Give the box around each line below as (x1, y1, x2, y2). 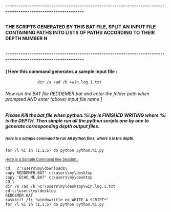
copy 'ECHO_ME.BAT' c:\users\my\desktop (5, 175, 93, 180)
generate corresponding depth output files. (5, 123, 100, 129)
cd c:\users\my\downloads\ (5, 166, 68, 171)
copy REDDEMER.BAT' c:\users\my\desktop (5, 170, 93, 175)
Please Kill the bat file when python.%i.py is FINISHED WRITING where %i (5, 112, 166, 118)
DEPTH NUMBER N (5, 35, 48, 42)
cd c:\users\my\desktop (5, 188, 56, 193)
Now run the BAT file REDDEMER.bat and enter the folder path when (5, 91, 150, 97)
